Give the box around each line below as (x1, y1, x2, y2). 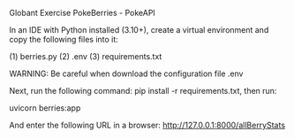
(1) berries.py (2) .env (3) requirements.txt (9, 51, 162, 61)
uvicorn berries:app (9, 103, 81, 113)
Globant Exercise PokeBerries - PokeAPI (9, 8, 156, 18)
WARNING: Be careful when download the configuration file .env (9, 68, 244, 79)
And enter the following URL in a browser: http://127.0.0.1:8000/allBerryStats (9, 120, 285, 130)
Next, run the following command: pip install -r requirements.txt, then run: (9, 86, 277, 96)
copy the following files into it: (9, 35, 119, 44)
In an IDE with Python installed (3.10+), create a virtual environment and (9, 25, 269, 35)
